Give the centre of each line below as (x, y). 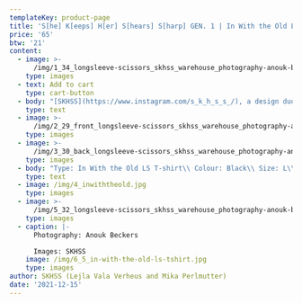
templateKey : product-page (60, 18)
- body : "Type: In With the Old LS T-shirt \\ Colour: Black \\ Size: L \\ (156, 168)
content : (26, 51)
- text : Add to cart (56, 85)
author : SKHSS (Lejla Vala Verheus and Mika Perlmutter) (118, 276)
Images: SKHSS (60, 251)
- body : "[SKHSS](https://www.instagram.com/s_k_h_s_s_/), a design (148, 101)
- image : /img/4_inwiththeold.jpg (82, 185)
